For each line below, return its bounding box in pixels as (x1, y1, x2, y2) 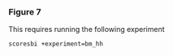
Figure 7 (8, 6, 41, 18)
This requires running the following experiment (8, 25, 165, 34)
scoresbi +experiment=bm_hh (8, 40, 104, 48)
